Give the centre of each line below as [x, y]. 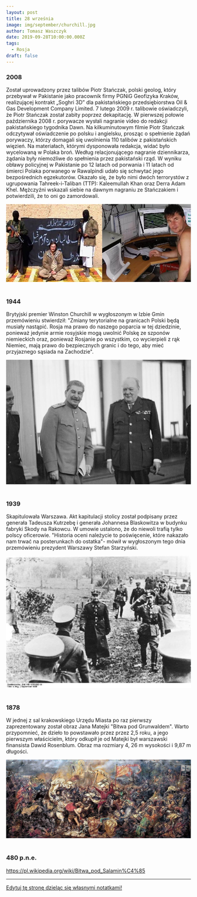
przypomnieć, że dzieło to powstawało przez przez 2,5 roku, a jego [87, 733]
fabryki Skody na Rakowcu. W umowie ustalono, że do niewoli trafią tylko [94, 529]
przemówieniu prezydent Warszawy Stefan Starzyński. [72, 548]
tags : [13, 43]
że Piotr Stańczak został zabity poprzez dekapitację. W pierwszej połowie [95, 115]
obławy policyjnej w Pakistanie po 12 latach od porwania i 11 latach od [90, 165]
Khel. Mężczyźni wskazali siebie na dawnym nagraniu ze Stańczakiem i [92, 190]
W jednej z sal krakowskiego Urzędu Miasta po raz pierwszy [79, 720]
